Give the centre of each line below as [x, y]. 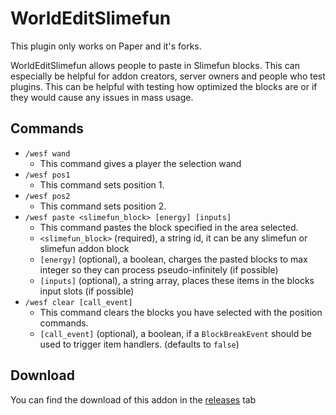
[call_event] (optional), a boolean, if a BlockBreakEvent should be [175, 333]
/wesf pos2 [47, 196]
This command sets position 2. [103, 206]
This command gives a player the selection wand [140, 163]
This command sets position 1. [102, 184]
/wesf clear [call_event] [78, 302]
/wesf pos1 [47, 175]
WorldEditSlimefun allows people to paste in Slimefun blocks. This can [155, 65]
